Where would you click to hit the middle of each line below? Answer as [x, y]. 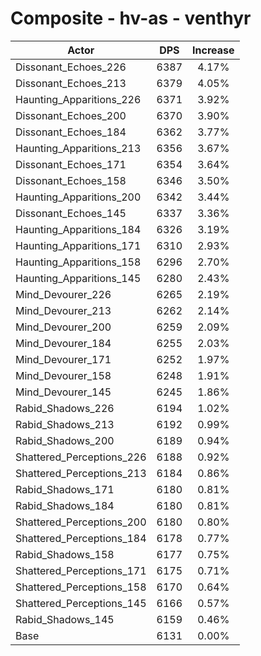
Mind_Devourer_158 [63, 375]
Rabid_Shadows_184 [65, 505]
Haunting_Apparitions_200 [78, 197]
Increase [213, 50]
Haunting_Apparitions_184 [78, 229]
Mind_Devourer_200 [63, 327]
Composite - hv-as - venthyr [131, 18]
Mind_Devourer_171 [63, 359]
